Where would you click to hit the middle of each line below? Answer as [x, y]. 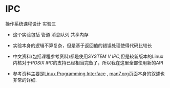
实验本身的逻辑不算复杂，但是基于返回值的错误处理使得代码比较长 [82, 45]
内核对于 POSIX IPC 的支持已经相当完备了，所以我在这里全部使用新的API [88, 62]
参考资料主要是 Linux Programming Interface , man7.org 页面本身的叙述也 [89, 73]
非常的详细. [25, 80]
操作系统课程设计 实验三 [31, 24]
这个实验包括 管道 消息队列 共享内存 [50, 34]
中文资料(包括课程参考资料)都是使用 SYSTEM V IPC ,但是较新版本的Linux [88, 56]
